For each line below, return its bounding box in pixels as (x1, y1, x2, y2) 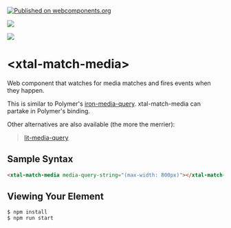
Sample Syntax (7, 153, 74, 165)
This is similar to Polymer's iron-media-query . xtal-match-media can (7, 100, 201, 108)
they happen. (7, 86, 45, 94)
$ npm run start (7, 215, 54, 222)
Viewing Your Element (7, 191, 104, 203)
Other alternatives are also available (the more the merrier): (7, 120, 175, 128)
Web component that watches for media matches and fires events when (7, 79, 211, 87)
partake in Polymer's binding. (7, 106, 91, 115)
